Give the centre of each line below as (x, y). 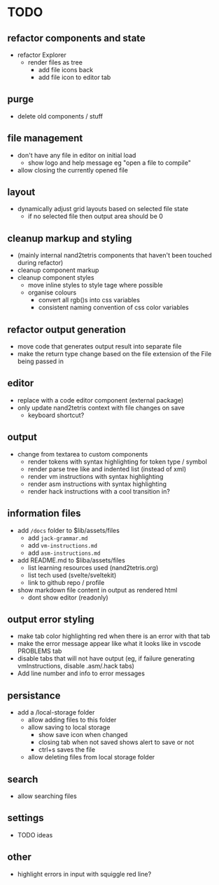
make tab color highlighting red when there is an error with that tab (114, 636)
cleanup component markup (58, 270)
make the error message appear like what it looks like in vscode (109, 644)
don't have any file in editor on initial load (77, 155)
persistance (34, 695)
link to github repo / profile (66, 582)
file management (45, 139)
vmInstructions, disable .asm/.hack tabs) (76, 666)
